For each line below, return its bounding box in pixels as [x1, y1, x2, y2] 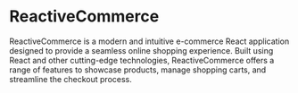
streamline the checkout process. [9, 73, 132, 84]
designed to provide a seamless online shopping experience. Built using [9, 45, 274, 55]
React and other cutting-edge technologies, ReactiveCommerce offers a [9, 55, 275, 65]
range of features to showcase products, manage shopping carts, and [9, 64, 267, 75]
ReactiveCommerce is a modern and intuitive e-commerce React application [9, 36, 290, 46]
